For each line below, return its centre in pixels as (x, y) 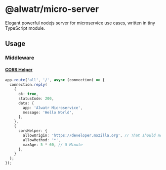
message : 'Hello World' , (48, 113)
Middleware (20, 58)
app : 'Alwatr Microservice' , (53, 108)
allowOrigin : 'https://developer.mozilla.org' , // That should (89, 135)
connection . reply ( (29, 85)
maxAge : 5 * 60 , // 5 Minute (53, 145)
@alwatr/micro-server (52, 9)
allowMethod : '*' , (42, 140)
